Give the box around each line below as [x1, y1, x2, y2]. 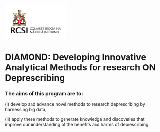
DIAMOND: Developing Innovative [5, 52, 147, 63]
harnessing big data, [5, 106, 47, 112]
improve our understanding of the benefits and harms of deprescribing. [5, 121, 150, 127]
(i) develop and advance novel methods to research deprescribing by [5, 101, 145, 107]
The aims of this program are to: [5, 90, 84, 97]
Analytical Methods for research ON [5, 62, 156, 73]
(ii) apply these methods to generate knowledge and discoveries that [5, 116, 145, 122]
